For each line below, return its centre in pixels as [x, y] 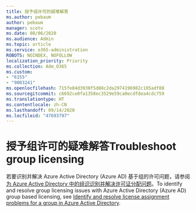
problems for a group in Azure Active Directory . [63, 203]
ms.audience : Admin [30, 39]
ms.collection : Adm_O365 [36, 66]
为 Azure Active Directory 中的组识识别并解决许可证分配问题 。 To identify [94, 184]
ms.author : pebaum [29, 17]
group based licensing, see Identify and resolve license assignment [88, 197]
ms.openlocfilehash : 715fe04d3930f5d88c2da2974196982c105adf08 [85, 88]
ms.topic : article [29, 45]
